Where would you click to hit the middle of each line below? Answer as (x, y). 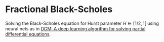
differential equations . (28, 34)
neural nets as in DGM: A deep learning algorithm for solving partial (75, 28)
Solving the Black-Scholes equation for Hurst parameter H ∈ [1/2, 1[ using (82, 23)
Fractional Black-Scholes (59, 9)
